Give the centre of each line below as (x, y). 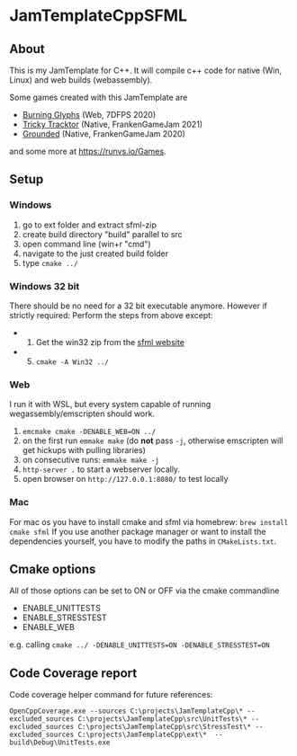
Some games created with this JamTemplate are (99, 97)
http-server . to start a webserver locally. (101, 469)
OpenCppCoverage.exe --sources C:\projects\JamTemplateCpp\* (126, 711)
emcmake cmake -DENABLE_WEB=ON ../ (89, 432)
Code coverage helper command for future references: (111, 695)
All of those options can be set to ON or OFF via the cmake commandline (144, 591)
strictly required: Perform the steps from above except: (111, 315)
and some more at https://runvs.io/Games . (88, 151)
